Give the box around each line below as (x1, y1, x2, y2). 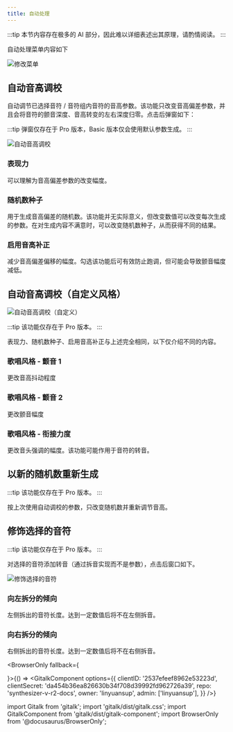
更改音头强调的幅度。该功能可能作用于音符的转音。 (7, 446, 153, 455)
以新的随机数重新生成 (7, 469, 98, 480)
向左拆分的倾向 (7, 594, 58, 603)
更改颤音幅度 (7, 409, 44, 418)
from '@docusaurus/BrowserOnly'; (7, 717, 107, 726)
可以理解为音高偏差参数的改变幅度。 (7, 176, 111, 184)
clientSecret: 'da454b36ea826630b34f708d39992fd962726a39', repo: (7, 682, 212, 690)
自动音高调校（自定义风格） (7, 288, 126, 300)
